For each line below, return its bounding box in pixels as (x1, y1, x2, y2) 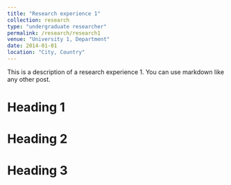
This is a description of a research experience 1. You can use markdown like (7, 67, 224, 76)
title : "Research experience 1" (7, 10, 101, 17)
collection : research (7, 17, 70, 24)
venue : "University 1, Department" (7, 36, 110, 43)
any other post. (7, 75, 51, 83)
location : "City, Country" (7, 49, 85, 56)
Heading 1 (7, 100, 66, 115)
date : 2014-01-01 (7, 42, 58, 49)
